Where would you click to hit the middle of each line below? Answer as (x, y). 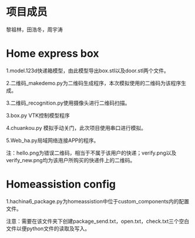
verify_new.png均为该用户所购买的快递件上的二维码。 (71, 160)
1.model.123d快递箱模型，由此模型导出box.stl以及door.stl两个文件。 (88, 71)
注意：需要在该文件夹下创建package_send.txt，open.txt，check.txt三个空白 (98, 221)
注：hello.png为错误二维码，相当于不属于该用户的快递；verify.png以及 (91, 153)
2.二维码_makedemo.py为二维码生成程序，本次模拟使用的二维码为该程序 (94, 83)
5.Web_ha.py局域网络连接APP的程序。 (53, 140)
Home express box (53, 54)
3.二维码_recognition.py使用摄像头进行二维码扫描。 (68, 103)
